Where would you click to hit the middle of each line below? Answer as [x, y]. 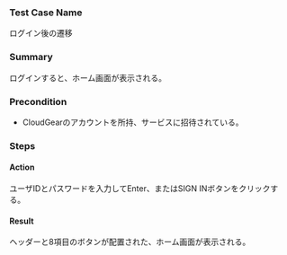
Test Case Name [46, 13]
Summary [31, 57]
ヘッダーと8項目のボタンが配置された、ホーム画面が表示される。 [130, 242]
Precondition [38, 101]
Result [22, 221]
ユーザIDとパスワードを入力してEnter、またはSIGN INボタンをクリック [140, 189]
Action [22, 167]
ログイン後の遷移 [41, 33]
